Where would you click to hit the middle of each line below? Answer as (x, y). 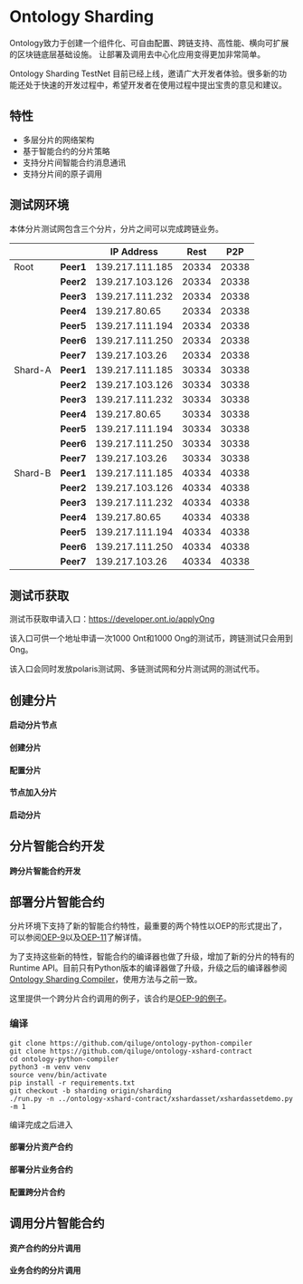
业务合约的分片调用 (45, 1270)
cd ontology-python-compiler (64, 1059)
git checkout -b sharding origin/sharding (90, 1091)
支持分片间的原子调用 (62, 173)
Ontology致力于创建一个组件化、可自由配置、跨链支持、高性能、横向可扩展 (149, 43)
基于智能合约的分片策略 (66, 150)
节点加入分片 (33, 792)
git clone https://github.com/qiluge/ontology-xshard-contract (131, 1051)
